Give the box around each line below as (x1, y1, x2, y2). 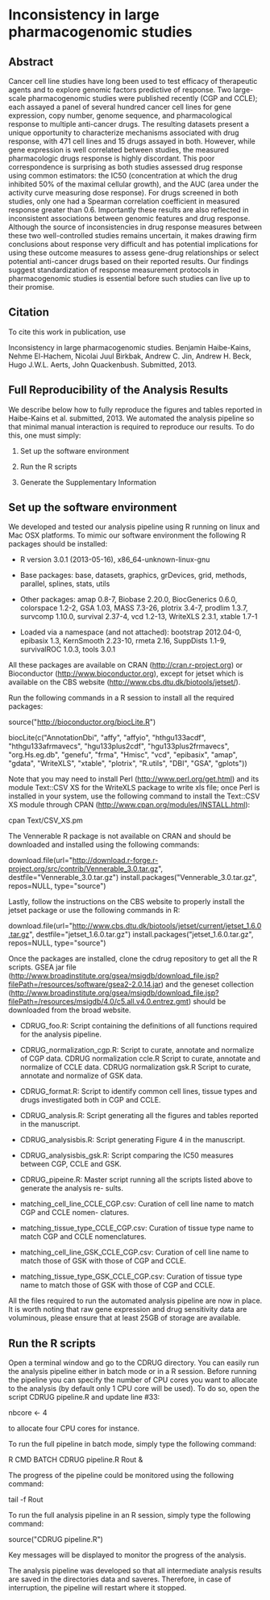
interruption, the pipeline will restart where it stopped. (8, 1583, 187, 1593)
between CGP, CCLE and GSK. (19, 1159, 123, 1169)
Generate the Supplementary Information (19, 477, 157, 487)
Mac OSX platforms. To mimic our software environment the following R (8, 530, 247, 540)
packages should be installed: (8, 539, 108, 549)
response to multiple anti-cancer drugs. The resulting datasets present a (8, 119, 250, 128)
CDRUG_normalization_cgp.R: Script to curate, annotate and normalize (19, 1045, 255, 1055)
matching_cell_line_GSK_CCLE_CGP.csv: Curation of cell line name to (19, 1247, 249, 1257)
